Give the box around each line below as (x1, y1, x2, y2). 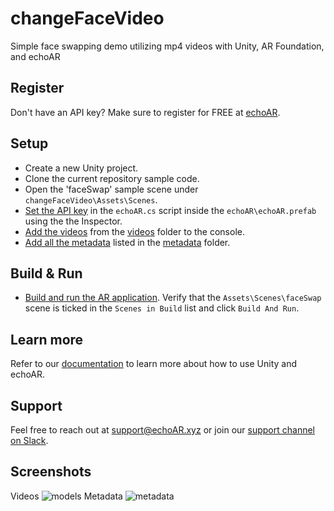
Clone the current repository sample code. (24, 172, 200, 184)
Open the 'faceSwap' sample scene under (24, 183, 199, 195)
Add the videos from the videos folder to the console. (24, 225, 245, 237)
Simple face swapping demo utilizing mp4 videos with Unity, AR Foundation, (10, 40, 325, 52)
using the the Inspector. (24, 215, 123, 227)
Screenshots (10, 463, 92, 481)
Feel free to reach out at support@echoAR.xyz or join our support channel (10, 424, 315, 436)
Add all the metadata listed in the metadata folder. (24, 236, 231, 248)
